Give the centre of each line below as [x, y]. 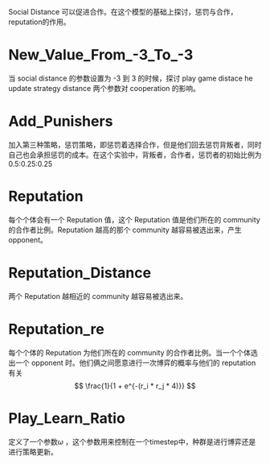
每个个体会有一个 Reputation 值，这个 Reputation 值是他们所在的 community [135, 219]
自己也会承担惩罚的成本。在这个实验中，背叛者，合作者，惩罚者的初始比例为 [135, 155]
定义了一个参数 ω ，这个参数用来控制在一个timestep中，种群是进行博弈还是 [132, 441]
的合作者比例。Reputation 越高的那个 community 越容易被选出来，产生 [125, 230]
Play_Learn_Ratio [67, 418]
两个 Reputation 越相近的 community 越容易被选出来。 [98, 296]
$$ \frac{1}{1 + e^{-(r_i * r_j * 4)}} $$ [135, 386]
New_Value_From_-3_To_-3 [101, 55]
